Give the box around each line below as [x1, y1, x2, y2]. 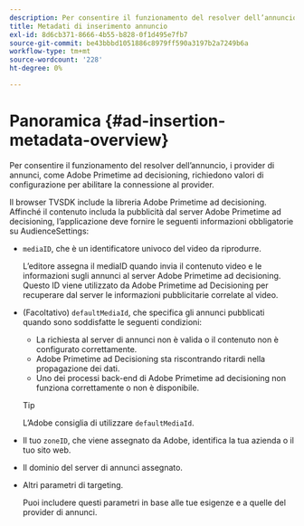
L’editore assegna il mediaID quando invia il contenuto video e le [22, 260, 262, 272]
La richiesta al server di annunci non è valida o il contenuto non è [35, 334, 279, 345]
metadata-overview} [9, 130, 169, 150]
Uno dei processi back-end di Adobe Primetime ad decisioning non [35, 372, 287, 383]
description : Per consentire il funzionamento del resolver [9, 13, 242, 23]
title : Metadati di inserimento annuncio [9, 22, 168, 31]
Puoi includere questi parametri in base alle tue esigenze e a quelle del [22, 497, 287, 508]
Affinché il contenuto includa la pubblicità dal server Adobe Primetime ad [9, 206, 282, 217]
